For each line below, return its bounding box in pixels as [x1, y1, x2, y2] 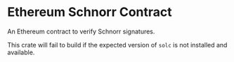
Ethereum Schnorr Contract [7, 4, 172, 20]
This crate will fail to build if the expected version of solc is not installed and [7, 40, 228, 49]
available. [7, 48, 35, 56]
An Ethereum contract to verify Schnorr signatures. [7, 27, 155, 36]
